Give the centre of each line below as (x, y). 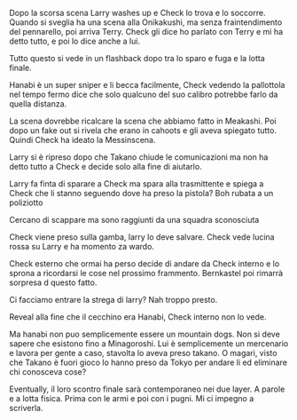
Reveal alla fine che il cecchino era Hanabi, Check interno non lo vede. (138, 317)
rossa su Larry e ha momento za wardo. (82, 246)
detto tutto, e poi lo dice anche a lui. (74, 41)
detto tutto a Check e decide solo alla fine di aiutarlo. (106, 166)
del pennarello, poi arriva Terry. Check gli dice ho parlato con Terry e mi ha (146, 32)
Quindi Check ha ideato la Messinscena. (82, 140)
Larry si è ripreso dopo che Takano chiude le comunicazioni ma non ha (139, 157)
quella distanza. (38, 104)
